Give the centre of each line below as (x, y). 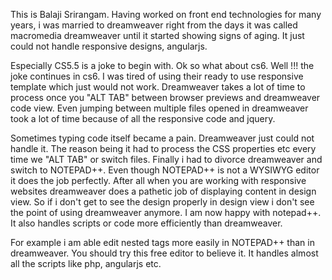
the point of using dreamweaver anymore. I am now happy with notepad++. (166, 212)
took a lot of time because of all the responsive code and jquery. (143, 118)
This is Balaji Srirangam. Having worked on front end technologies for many (166, 14)
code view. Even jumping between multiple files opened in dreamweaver (159, 108)
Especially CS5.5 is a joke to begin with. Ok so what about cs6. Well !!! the (162, 65)
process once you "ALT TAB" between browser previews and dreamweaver (165, 97)
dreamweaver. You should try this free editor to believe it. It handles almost (164, 253)
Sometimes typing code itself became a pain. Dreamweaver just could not (162, 138)
